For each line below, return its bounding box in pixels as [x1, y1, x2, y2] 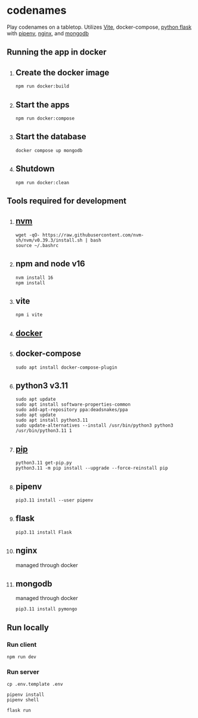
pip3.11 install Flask [15, 529, 72, 536]
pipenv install [7, 692, 45, 698]
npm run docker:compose [15, 115, 75, 121]
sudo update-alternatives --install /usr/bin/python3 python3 [15, 422, 174, 428]
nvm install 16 [15, 275, 54, 281]
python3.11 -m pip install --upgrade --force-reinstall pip [15, 465, 168, 471]
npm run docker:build [15, 83, 69, 90]
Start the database [15, 132, 86, 142]
